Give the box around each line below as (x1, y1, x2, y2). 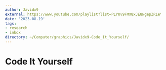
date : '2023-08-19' (5, 16, 45, 21)
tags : (5, 21, 16, 26)
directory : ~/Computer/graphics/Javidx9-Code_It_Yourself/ (5, 35, 129, 40)
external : (5, 12, 26, 17)
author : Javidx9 (5, 7, 39, 12)
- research (5, 26, 28, 31)
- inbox (5, 30, 21, 35)
